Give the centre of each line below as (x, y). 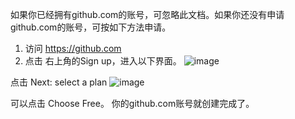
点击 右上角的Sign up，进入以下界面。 (103, 61)
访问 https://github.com (73, 48)
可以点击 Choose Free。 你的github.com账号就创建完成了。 (132, 103)
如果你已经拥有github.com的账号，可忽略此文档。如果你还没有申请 (147, 14)
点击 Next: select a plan (59, 82)
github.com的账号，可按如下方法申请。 (91, 27)
